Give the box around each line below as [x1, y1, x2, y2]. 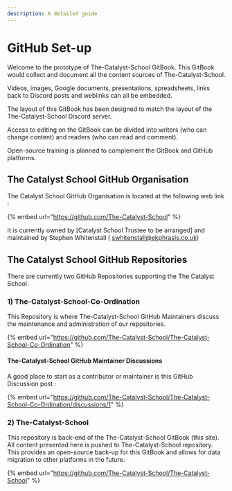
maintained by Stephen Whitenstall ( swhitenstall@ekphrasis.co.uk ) [7, 234, 199, 242]
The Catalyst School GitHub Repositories [7, 254, 188, 266]
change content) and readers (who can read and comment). [7, 132, 179, 141]
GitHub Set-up [7, 40, 92, 55]
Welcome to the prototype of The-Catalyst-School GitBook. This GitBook [7, 63, 215, 71]
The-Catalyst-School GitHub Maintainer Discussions [7, 356, 163, 365]
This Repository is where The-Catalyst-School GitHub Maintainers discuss [7, 313, 220, 321]
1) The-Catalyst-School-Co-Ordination [7, 297, 141, 307]
